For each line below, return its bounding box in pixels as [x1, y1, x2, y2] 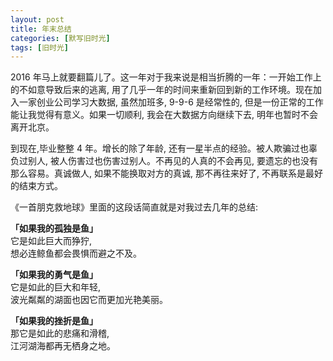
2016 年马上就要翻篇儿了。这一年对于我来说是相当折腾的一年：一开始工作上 [10, 71, 322, 83]
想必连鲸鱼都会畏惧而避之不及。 [10, 247, 142, 260]
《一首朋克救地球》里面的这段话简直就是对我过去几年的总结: [10, 201, 259, 213]
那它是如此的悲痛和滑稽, [10, 327, 110, 340]
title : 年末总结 [10, 24, 72, 34]
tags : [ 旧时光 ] [10, 42, 70, 53]
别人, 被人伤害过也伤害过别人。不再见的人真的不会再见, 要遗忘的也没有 [27, 155, 318, 167]
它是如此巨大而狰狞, [10, 235, 93, 247]
